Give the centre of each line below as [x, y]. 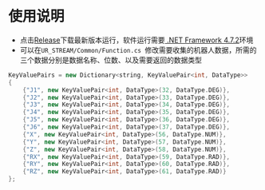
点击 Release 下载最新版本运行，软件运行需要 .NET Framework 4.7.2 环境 [136, 40]
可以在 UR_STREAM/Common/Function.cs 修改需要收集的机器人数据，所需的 [138, 49]
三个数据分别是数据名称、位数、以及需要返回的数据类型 [111, 60]
